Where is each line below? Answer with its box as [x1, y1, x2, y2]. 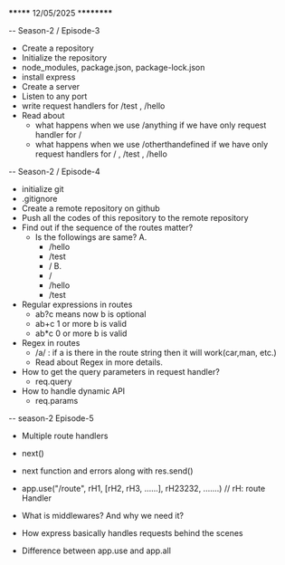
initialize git [21, 184, 64, 194]
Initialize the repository [21, 53, 108, 62]
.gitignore [21, 194, 58, 204]
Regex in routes [21, 338, 81, 348]
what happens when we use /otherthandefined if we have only [34, 139, 269, 149]
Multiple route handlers [21, 430, 109, 441]
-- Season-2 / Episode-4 [8, 167, 100, 177]
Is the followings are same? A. [34, 232, 147, 243]
